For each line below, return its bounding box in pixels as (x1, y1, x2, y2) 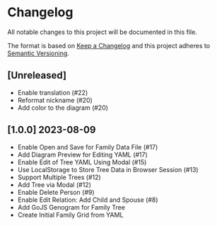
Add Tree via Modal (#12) (17, 180, 92, 188)
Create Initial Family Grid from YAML (17, 210, 124, 219)
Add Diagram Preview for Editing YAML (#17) (17, 150, 148, 159)
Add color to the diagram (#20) (17, 103, 108, 112)
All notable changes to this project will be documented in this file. (7, 28, 198, 36)
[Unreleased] (7, 69, 67, 81)
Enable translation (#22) (17, 88, 88, 96)
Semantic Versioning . (7, 49, 69, 57)
